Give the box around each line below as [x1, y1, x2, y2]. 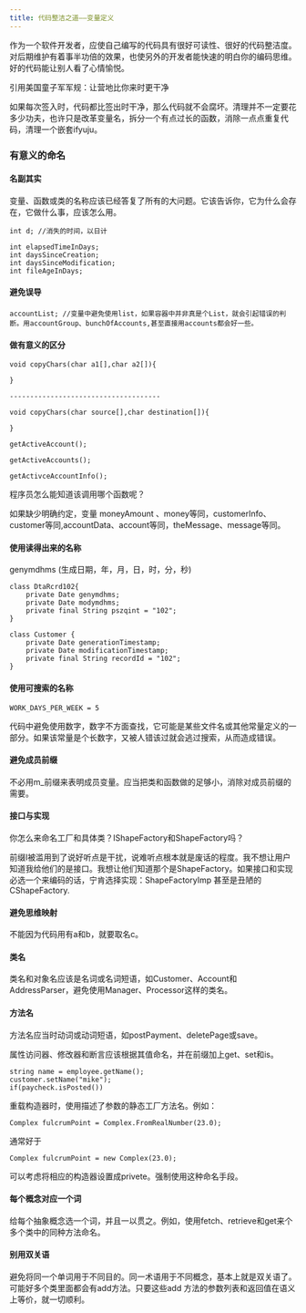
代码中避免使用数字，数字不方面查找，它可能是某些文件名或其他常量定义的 [9, 720, 289, 731]
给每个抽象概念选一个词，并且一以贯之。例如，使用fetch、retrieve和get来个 [9, 1215, 293, 1226]
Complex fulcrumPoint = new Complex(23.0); [9, 1153, 178, 1163]
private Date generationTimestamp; [25, 638, 161, 647]
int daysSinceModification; [9, 258, 117, 267]
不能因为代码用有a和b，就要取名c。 [9, 929, 144, 940]
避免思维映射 [9, 906, 57, 917]
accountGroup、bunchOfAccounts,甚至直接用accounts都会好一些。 [29, 318, 259, 328]
